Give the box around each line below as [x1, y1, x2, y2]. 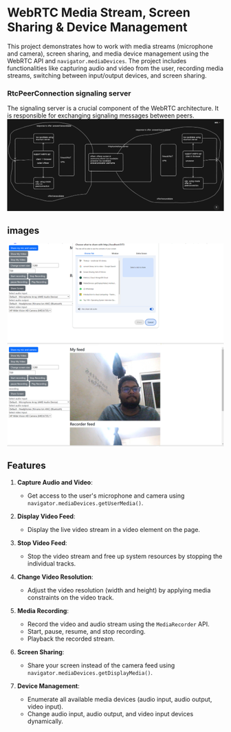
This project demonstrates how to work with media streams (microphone [7, 42, 213, 50]
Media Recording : [16, 606, 69, 614]
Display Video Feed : [16, 512, 76, 520]
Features [7, 460, 46, 472]
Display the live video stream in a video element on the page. [27, 525, 201, 533]
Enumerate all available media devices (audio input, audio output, [27, 695, 212, 703]
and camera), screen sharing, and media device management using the [7, 49, 210, 58]
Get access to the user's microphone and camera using [27, 491, 185, 500]
